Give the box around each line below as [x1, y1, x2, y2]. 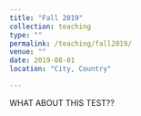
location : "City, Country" [9, 65, 112, 74]
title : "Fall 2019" [9, 13, 84, 23]
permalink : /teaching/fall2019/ [9, 38, 132, 48]
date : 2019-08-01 [9, 56, 76, 65]
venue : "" [9, 47, 47, 57]
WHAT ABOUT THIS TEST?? [9, 97, 116, 108]
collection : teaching [9, 22, 92, 31]
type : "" [9, 30, 43, 39]
